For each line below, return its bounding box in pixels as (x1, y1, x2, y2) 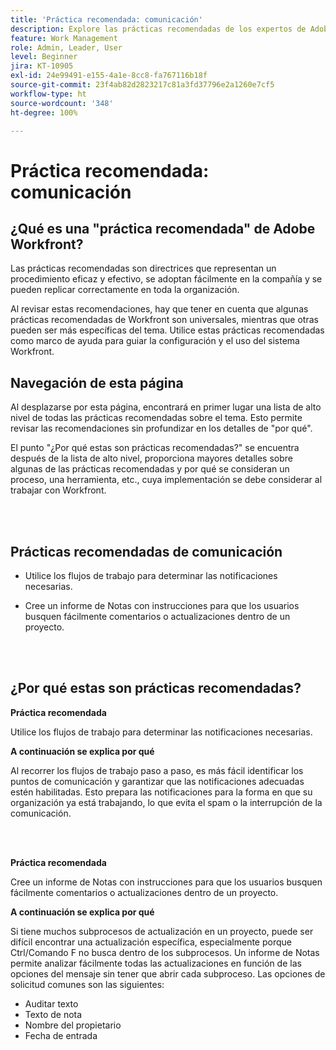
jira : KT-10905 (10, 61, 74, 71)
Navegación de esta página (10, 374, 184, 391)
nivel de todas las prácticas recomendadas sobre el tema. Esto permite (10, 412, 303, 424)
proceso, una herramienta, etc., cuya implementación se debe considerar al (10, 474, 323, 486)
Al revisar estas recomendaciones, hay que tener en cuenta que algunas (10, 303, 309, 315)
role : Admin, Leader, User (10, 42, 123, 53)
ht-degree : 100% (10, 107, 78, 118)
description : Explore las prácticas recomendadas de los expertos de (10, 24, 307, 34)
